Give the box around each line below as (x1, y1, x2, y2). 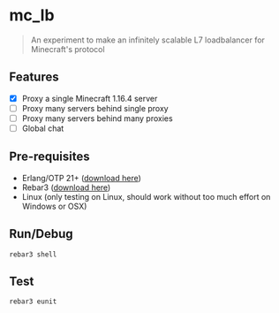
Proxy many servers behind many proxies (21, 112, 174, 124)
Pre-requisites (9, 149, 90, 164)
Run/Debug (9, 226, 73, 241)
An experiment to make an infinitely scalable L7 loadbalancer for (30, 34, 265, 45)
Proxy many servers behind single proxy (21, 103, 170, 113)
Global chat (21, 123, 64, 134)
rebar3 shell (9, 249, 57, 259)
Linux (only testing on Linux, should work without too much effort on (21, 191, 271, 202)
